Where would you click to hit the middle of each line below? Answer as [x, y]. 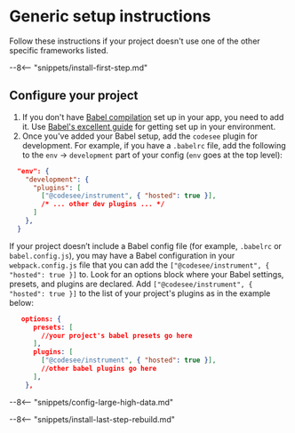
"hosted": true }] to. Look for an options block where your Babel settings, [147, 274]
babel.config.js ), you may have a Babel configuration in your [122, 255]
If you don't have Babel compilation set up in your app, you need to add [153, 116]
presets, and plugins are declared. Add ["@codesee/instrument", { [131, 284]
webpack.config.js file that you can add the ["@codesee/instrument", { [140, 265]
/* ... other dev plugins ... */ [103, 204]
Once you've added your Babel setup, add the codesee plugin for [140, 136]
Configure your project [74, 96]
